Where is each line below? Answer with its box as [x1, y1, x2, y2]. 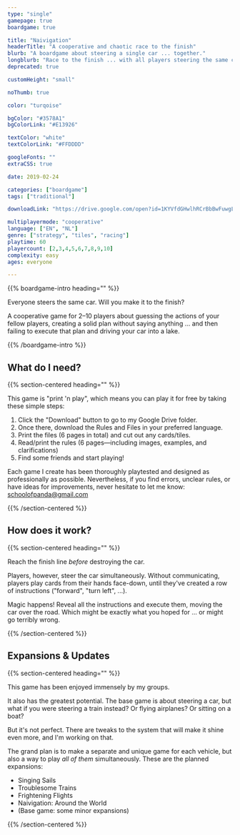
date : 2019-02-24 [7, 173, 59, 181]
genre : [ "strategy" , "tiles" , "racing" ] [7, 232, 130, 239]
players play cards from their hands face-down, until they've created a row [7, 579, 228, 587]
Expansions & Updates [7, 650, 110, 662]
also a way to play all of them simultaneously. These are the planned [7, 754, 209, 763]
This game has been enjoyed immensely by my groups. [7, 682, 170, 691]
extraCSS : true [7, 160, 53, 168]
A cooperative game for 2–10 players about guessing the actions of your [7, 312, 220, 320]
